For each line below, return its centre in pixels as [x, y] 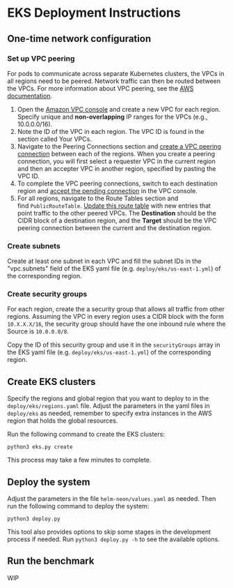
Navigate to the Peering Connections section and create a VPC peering [119, 146]
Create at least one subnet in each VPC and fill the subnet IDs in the [104, 261]
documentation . [30, 96]
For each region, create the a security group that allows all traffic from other [116, 309]
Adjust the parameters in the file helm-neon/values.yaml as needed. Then [112, 499]
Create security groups [47, 294]
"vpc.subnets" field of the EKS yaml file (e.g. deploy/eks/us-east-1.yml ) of [114, 269]
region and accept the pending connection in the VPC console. [107, 190]
